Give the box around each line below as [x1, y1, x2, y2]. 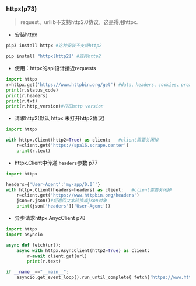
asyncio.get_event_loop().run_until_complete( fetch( [16, 274, 150, 281]
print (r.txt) [6, 98, 38, 104]
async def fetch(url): [6, 242, 61, 248]
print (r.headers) [6, 92, 48, 98]
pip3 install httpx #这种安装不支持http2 [6, 43, 102, 49]
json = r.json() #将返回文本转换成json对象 [16, 198, 107, 204]
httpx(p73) [6, 5, 37, 13]
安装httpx [14, 31, 38, 38]
